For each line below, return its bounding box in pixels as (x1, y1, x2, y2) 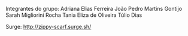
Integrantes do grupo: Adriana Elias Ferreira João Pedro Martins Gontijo (5, 5, 183, 12)
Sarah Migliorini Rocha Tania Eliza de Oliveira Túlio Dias (5, 11, 142, 19)
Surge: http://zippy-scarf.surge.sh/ (5, 23, 92, 30)
